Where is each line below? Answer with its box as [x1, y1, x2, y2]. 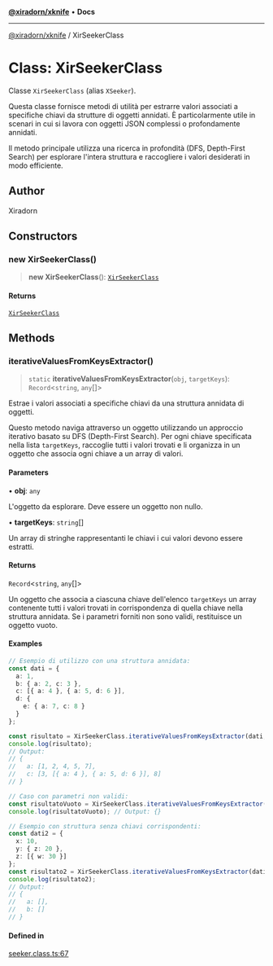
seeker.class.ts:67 [8, 949, 69, 959]
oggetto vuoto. [8, 620, 58, 630]
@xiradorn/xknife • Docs [8, 7, 96, 16]
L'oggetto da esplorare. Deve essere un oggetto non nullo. [8, 501, 203, 512]
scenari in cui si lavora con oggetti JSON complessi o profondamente [8, 118, 240, 129]
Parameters [8, 468, 49, 477]
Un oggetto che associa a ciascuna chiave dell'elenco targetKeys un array [8, 594, 258, 604]
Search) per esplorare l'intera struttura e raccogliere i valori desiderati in [8, 151, 250, 161]
